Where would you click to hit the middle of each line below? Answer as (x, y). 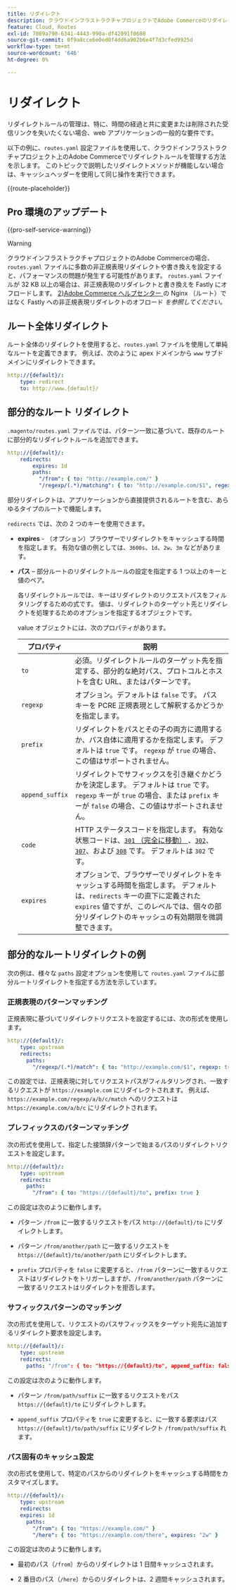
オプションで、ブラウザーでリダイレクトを (145, 875)
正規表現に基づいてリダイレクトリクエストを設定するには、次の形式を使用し (118, 1019)
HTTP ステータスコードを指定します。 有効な (149, 830)
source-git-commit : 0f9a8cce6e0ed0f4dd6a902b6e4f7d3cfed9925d (100, 40)
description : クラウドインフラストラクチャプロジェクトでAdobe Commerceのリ (110, 20)
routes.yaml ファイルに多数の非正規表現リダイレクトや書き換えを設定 (109, 267)
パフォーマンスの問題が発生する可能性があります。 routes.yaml (111, 275)
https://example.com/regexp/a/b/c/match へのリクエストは (92, 1099)
